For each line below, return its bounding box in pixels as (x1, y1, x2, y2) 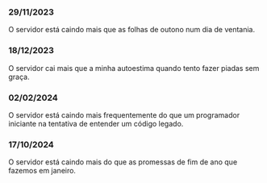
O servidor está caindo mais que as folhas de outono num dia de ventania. (8, 25, 256, 35)
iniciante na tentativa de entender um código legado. (8, 119, 184, 128)
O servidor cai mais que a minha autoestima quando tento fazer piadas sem (8, 63, 260, 73)
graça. (8, 72, 30, 81)
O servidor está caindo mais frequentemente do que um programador (8, 110, 240, 119)
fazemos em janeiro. (8, 166, 77, 176)
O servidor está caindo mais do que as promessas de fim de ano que (8, 157, 238, 167)
